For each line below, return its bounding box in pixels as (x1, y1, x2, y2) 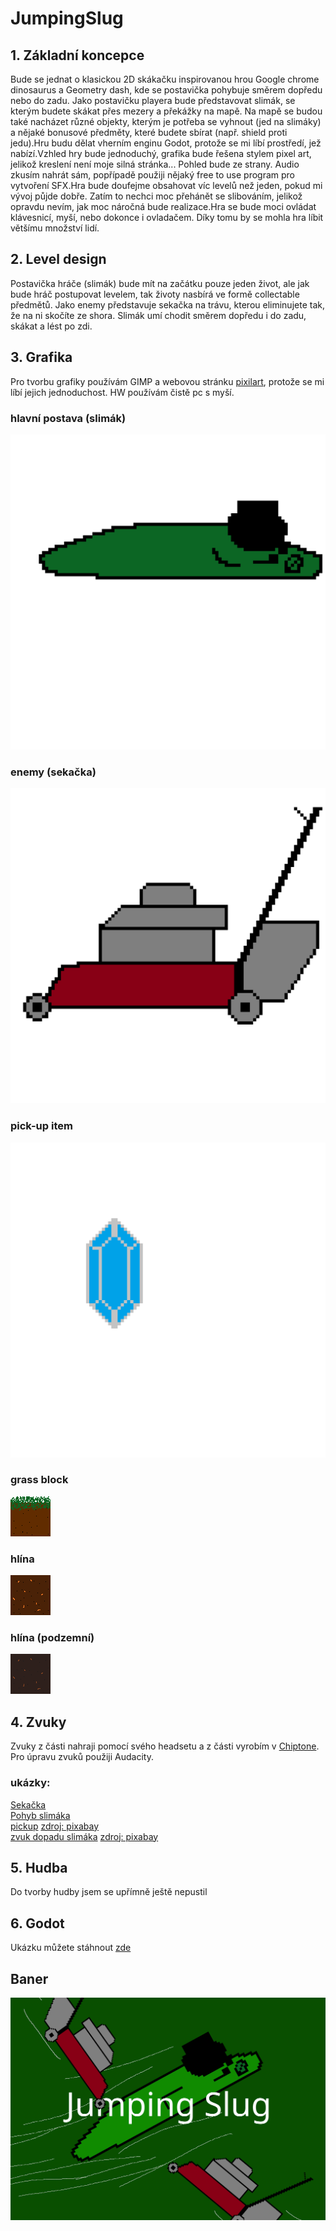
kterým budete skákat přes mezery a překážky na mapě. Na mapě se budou (10, 105, 323, 117)
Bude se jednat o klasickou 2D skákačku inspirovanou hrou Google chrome (10, 73, 320, 85)
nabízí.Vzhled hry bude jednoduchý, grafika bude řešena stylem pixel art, (10, 148, 312, 159)
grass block (10, 1473, 69, 1487)
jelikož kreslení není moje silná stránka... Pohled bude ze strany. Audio (10, 158, 300, 170)
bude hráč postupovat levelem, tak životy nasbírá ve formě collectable (10, 288, 300, 300)
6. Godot (10, 1915, 65, 1932)
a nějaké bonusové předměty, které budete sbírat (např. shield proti (10, 127, 288, 138)
